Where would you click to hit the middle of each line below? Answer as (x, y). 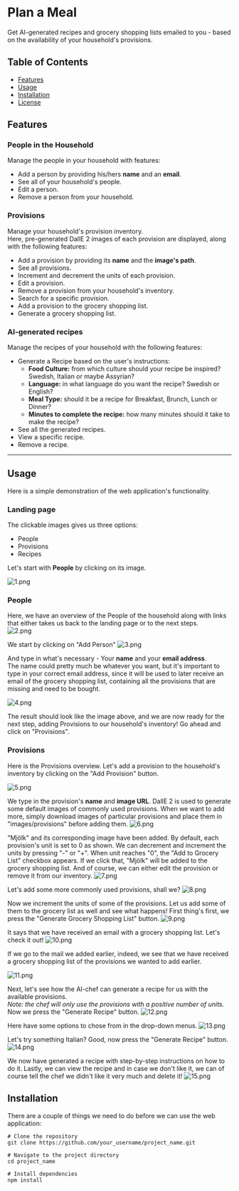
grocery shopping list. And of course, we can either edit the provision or (113, 868)
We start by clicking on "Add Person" (62, 645)
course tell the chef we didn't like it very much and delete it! (95, 1076)
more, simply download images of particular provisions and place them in (115, 816)
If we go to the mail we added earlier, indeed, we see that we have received (118, 953)
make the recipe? (54, 422)
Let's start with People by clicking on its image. (77, 568)
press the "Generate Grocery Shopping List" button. (84, 918)
